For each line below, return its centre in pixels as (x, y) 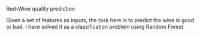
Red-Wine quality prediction (41, 9)
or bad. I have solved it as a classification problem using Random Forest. (96, 27)
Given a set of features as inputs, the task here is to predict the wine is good (100, 20)
